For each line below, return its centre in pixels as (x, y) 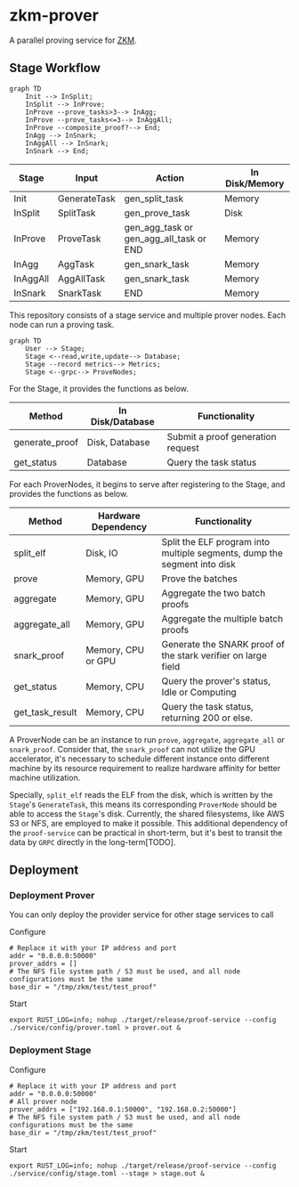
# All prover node (43, 1102)
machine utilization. (45, 777)
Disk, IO (102, 553)
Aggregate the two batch (214, 593)
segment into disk (198, 564)
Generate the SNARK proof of (223, 644)
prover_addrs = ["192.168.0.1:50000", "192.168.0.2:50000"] (123, 1110)
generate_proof (46, 442)
